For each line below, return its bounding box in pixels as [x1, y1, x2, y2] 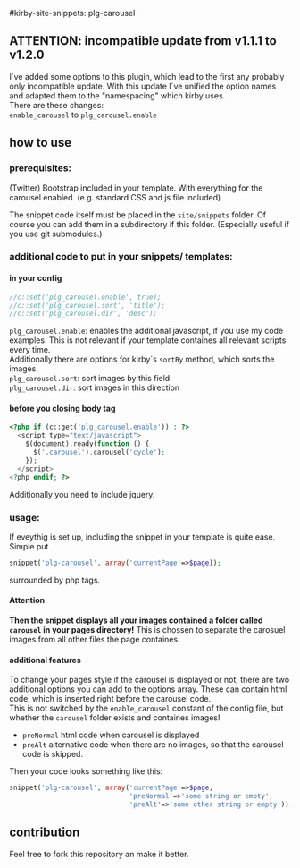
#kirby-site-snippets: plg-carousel [9, 8, 136, 18]
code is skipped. [21, 749, 83, 760]
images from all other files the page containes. [9, 634, 180, 644]
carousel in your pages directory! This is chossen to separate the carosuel [9, 624, 286, 634]
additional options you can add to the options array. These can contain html [9, 684, 287, 694]
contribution [9, 825, 80, 840]
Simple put [9, 540, 49, 551]
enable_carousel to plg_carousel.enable [9, 109, 158, 120]
